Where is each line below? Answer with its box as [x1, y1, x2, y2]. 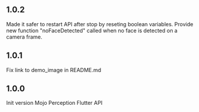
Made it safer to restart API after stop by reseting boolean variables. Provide [6, 20, 194, 27]
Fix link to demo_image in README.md [6, 66, 102, 73]
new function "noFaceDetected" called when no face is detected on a [6, 27, 178, 34]
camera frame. [6, 33, 43, 41]
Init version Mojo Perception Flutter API [6, 99, 103, 107]
